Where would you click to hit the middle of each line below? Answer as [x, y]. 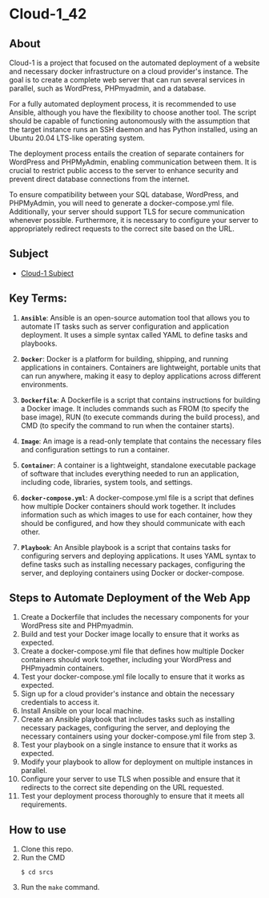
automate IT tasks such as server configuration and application [125, 326]
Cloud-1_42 [48, 14]
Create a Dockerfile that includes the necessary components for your [135, 617]
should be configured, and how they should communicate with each [133, 523]
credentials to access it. [60, 702]
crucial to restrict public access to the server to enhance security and [124, 170]
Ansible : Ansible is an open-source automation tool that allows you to [135, 318]
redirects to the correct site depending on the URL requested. [122, 787]
